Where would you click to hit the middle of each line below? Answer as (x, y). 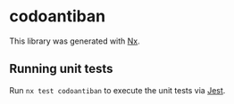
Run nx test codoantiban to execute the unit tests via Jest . (117, 90)
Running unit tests (61, 69)
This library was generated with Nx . (75, 41)
